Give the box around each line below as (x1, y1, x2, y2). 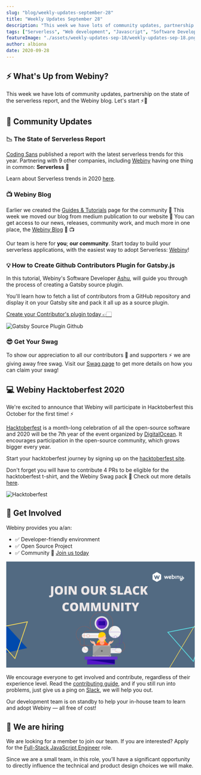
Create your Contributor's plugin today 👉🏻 (6, 310, 112, 318)
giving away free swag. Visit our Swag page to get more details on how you (6, 360, 193, 367)
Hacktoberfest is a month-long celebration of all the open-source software (6, 424, 190, 432)
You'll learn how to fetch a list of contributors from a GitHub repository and (6, 292, 190, 300)
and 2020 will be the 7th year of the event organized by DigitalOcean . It (6, 430, 182, 438)
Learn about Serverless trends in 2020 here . (6, 175, 115, 182)
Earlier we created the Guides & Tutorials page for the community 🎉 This (6, 206, 184, 213)
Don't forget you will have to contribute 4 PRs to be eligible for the (6, 466, 169, 474)
